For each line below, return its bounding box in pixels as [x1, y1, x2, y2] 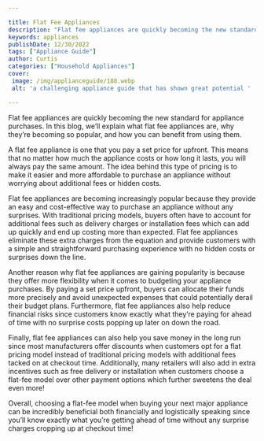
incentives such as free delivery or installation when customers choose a [8, 366, 244, 376]
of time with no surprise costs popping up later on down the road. [8, 317, 221, 327]
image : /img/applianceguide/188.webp [11, 76, 135, 85]
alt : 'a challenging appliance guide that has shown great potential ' [11, 84, 251, 92]
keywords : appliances [8, 33, 79, 41]
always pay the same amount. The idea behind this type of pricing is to [8, 161, 238, 171]
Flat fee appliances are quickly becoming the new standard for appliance [8, 113, 244, 122]
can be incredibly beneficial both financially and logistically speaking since [8, 406, 251, 416]
